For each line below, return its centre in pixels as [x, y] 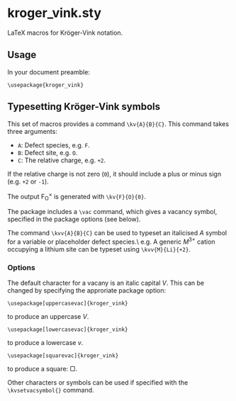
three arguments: [33, 131]
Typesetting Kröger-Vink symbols [84, 107]
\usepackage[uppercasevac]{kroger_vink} [68, 303]
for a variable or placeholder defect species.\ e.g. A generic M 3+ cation [111, 241]
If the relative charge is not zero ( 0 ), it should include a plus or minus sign [114, 174]
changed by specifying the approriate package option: [87, 290]
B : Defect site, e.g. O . [47, 152]
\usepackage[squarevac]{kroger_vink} [63, 356]
